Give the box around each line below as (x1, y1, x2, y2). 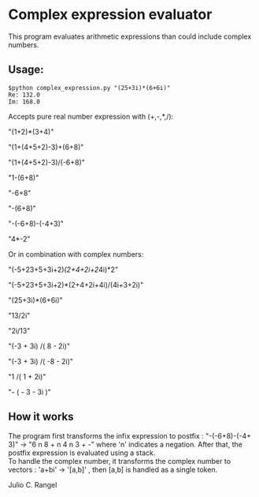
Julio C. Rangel (8, 480, 57, 489)
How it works (8, 410, 74, 424)
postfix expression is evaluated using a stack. (8, 448, 156, 457)
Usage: (8, 63, 45, 77)
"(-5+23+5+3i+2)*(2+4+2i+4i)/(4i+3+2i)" (8, 280, 144, 289)
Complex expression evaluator (8, 6, 213, 24)
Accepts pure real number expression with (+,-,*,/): (8, 111, 174, 121)
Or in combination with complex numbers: (8, 249, 144, 258)
